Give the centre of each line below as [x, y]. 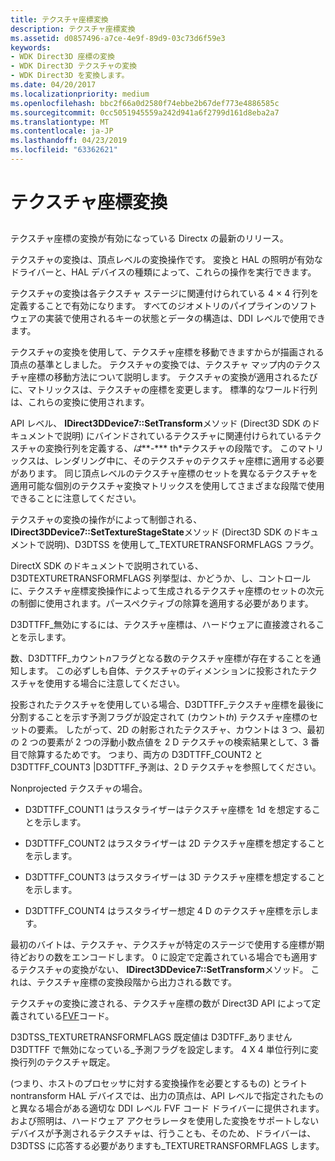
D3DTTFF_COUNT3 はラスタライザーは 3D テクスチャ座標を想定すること [175, 877]
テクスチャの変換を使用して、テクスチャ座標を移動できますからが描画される [167, 352]
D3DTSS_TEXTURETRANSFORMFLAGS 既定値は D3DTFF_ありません [151, 1037]
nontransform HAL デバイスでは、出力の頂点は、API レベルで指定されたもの [167, 1096]
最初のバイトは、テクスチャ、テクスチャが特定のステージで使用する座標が [163, 945]
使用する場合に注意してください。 [115, 683]
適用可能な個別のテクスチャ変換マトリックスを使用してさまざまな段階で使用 [167, 486]
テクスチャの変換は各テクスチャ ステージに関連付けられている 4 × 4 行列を [165, 293]
